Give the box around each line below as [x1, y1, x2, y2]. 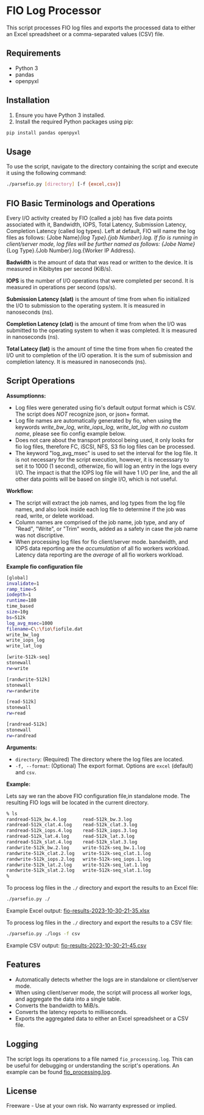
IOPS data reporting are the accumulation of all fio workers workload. [15, 544, 190, 552]
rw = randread [6, 732, 37, 739]
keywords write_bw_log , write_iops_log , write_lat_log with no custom [15, 423, 189, 431]
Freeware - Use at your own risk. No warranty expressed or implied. [6, 1102, 177, 1109]
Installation [6, 95, 50, 106]
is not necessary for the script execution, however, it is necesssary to [15, 456, 190, 463]
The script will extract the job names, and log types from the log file [15, 499, 186, 506]
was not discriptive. [15, 532, 65, 539]
